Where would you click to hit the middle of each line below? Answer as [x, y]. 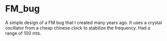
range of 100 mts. [23, 33]
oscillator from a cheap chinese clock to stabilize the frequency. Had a [78, 27]
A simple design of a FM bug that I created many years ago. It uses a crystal [84, 22]
